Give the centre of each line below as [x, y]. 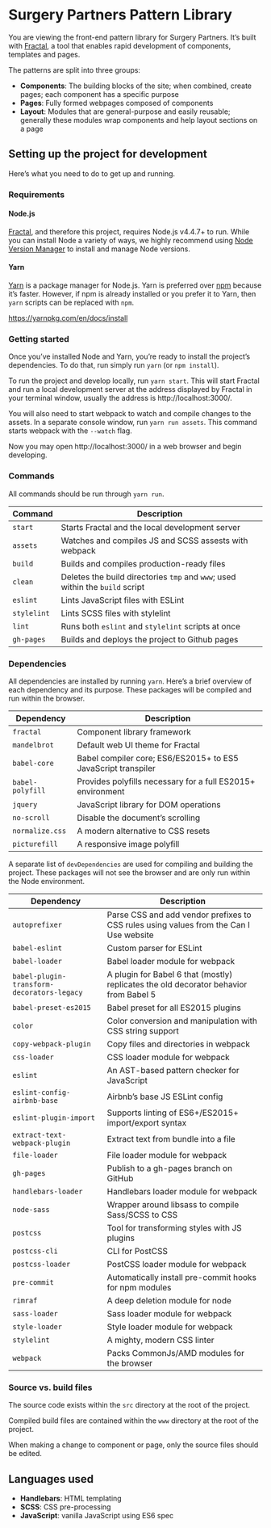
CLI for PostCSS [137, 1251]
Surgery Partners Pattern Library [120, 15]
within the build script [103, 587]
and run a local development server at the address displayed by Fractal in [130, 389]
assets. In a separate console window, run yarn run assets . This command [133, 423]
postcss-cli [35, 1251]
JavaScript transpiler [116, 768]
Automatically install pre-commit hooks [181, 1277]
